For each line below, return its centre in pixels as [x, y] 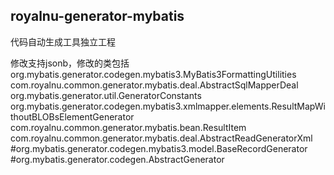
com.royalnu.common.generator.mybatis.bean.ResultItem [128, 127]
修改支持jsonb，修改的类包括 [70, 63]
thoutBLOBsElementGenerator [72, 116]
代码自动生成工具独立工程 [63, 41]
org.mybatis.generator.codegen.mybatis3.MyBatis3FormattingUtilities [153, 74]
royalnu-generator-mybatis [97, 16]
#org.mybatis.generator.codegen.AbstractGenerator [117, 159]
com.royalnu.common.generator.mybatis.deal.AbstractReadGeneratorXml [161, 138]
